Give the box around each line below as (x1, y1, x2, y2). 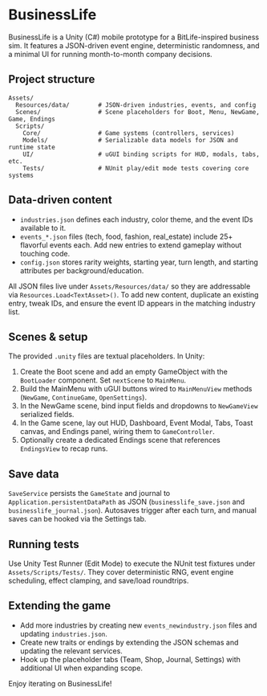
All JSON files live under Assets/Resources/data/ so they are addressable (8, 281, 251, 291)
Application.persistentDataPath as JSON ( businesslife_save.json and (8, 497, 245, 507)
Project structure (8, 72, 95, 86)
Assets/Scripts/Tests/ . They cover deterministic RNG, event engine (8, 567, 234, 576)
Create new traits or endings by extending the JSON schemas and (19, 637, 239, 647)
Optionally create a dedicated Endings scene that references (19, 436, 220, 445)
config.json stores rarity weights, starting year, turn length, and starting (19, 257, 259, 267)
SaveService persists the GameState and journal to (8, 489, 171, 498)
